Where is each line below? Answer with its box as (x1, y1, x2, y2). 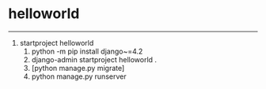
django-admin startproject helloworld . (31, 54, 157, 64)
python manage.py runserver (31, 72, 127, 81)
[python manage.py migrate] (31, 63, 125, 72)
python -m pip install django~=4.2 (31, 46, 143, 56)
